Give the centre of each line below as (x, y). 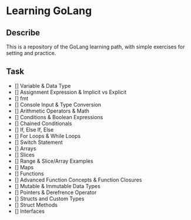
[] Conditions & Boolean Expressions (59, 117)
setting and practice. (31, 53)
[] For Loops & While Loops (48, 136)
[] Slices (25, 155)
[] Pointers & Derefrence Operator (56, 192)
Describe (23, 33)
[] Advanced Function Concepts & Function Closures (78, 180)
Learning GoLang (49, 11)
